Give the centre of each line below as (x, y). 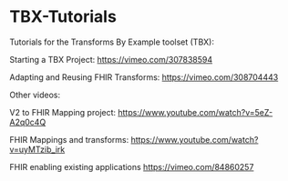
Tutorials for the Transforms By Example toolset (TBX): (112, 42)
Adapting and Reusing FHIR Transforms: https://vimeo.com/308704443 (144, 77)
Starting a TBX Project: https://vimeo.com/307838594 (111, 59)
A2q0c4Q (28, 122)
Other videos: (35, 95)
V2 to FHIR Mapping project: (63, 112)
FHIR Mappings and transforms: (69, 139)
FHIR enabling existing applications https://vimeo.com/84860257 (132, 166)
